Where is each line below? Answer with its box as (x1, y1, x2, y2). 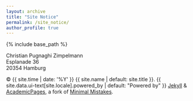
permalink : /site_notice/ (6, 19, 69, 25)
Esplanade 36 (6, 58, 39, 65)
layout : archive (6, 8, 46, 15)
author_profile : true (6, 25, 59, 31)
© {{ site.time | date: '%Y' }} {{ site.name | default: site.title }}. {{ (6, 76, 161, 83)
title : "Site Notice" (6, 14, 59, 20)
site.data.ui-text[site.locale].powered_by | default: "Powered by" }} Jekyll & (6, 82, 187, 89)
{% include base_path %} (6, 41, 68, 48)
